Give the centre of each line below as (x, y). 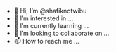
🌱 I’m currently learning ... (51, 26)
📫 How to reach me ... (46, 41)
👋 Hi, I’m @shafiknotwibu (50, 11)
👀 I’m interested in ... (44, 18)
